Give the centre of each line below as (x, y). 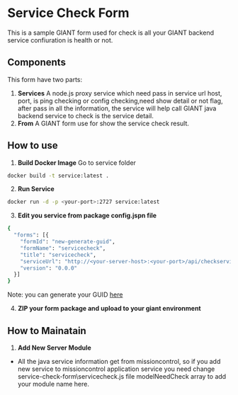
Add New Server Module (55, 348)
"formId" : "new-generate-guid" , (68, 242)
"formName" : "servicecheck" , (63, 248)
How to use (33, 145)
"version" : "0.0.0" (49, 268)
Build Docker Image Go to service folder (77, 162)
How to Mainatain (47, 331)
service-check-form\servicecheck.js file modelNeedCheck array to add (122, 376)
